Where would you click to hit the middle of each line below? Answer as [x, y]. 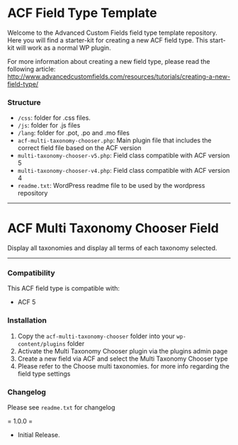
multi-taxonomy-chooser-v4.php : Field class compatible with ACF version [124, 171]
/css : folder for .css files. [54, 118]
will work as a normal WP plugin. [63, 47]
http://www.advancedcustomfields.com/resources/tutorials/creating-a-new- [119, 77]
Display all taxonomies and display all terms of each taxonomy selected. [112, 248]
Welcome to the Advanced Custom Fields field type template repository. [112, 33]
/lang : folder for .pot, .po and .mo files [73, 133]
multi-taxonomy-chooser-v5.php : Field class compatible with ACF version [124, 156]
